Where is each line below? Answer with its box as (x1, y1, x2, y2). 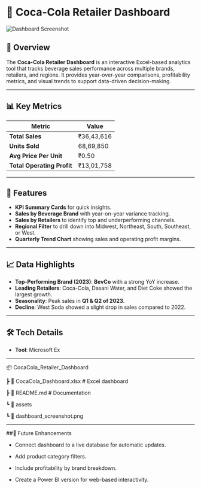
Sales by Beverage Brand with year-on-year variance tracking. (14, 210, 170, 217)
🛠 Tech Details (6, 327, 63, 338)
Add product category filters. (14, 453, 87, 460)
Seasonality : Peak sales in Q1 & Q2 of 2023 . (14, 297, 125, 305)
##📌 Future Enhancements (6, 430, 72, 436)
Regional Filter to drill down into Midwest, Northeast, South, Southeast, (14, 223, 191, 230)
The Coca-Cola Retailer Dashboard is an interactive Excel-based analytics (6, 58, 191, 65)
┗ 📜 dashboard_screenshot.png (6, 412, 84, 420)
